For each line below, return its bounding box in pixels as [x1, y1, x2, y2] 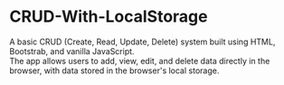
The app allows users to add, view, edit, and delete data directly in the [9, 55, 270, 66]
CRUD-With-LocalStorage [9, 6, 208, 27]
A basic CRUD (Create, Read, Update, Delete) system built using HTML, [9, 36, 276, 47]
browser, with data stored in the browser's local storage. [9, 65, 220, 76]
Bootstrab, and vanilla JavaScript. [9, 45, 135, 56]
